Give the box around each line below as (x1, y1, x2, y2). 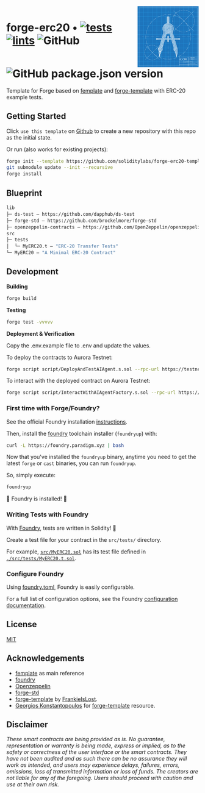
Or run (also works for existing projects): (6, 146, 108, 153)
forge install (6, 171, 43, 177)
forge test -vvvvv (6, 319, 53, 325)
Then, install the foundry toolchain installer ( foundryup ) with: (6, 430, 157, 437)
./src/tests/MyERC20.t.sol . (6, 554, 77, 561)
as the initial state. (6, 133, 52, 141)
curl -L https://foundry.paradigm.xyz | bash (6, 442, 124, 449)
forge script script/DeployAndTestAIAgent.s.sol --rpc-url (6, 366, 160, 372)
